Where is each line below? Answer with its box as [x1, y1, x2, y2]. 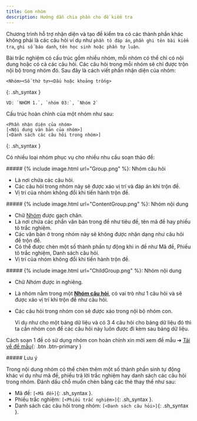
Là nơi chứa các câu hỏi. [14, 176, 75, 183]
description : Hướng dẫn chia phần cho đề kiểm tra [6, 14, 133, 20]
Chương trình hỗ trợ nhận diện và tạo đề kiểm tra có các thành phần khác [6, 30, 183, 37]
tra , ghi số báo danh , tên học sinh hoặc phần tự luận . [6, 42, 140, 50]
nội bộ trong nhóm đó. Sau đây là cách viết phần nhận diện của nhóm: [6, 67, 176, 74]
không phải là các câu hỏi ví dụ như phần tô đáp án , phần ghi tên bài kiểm [6, 37, 189, 44]
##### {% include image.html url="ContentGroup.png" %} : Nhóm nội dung [6, 200, 189, 207]
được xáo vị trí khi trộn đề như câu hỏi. [14, 296, 108, 303]
